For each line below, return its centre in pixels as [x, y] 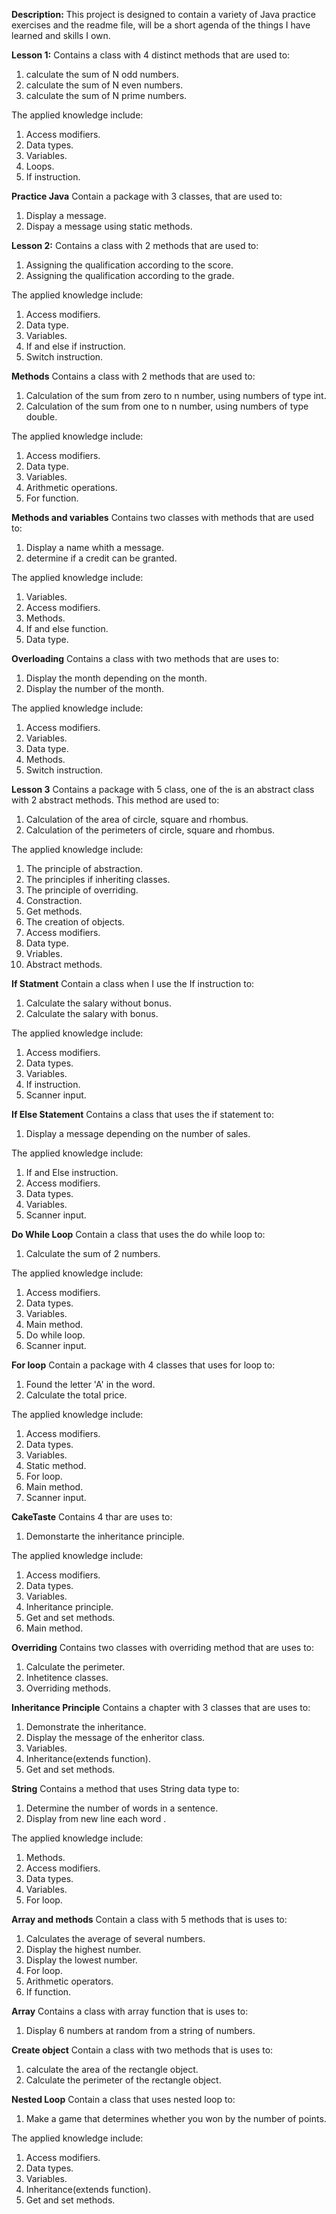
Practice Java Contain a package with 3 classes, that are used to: [147, 196]
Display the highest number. [83, 1949]
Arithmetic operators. [69, 1981]
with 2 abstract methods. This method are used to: [115, 800]
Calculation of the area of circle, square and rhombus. [137, 819]
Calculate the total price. [76, 1395]
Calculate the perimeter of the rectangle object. [123, 2080]
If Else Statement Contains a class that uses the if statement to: [142, 1114]
